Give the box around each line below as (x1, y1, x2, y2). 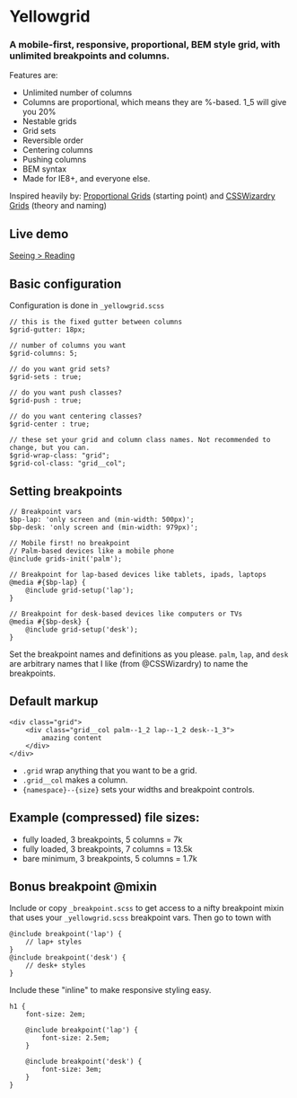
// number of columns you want (9, 341, 127, 350)
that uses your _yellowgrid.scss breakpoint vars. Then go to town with (9, 912, 272, 923)
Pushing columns (22, 155, 87, 165)
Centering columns (22, 145, 93, 155)
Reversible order (22, 135, 83, 146)
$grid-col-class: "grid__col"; (9, 459, 127, 468)
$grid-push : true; (9, 396, 83, 405)
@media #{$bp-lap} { (9, 578, 87, 587)
